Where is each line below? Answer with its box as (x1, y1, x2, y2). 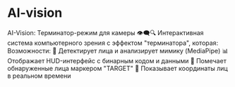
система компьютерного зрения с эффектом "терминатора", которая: (7, 39, 219, 47)
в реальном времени (7, 72, 71, 80)
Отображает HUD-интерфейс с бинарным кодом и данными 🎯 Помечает (7, 56, 227, 65)
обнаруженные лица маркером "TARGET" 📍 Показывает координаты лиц (7, 64, 228, 72)
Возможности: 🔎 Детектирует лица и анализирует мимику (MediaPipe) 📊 (7, 46, 229, 55)
